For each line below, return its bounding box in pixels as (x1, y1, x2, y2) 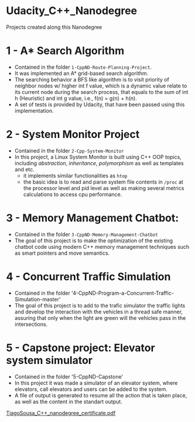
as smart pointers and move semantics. (14, 249, 110, 256)
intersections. (14, 320, 48, 328)
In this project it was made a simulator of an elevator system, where (14, 379, 178, 386)
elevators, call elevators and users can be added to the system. (14, 386, 168, 393)
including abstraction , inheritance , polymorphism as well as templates (14, 160, 184, 167)
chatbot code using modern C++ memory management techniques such (14, 243, 190, 250)
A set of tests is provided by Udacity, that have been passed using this (14, 101, 185, 108)
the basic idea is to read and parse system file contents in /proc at (23, 178, 183, 185)
